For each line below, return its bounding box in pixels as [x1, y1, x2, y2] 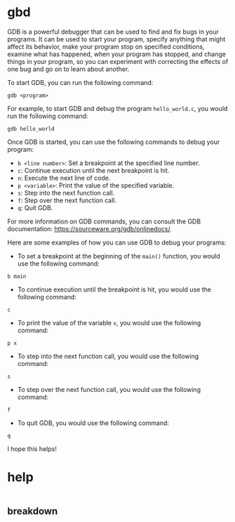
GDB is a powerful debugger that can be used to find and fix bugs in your [7, 27, 219, 36]
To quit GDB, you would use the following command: [17, 419, 170, 427]
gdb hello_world [7, 125, 55, 132]
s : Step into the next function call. [17, 188, 115, 197]
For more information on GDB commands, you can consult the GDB [7, 217, 201, 226]
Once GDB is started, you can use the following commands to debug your [7, 138, 220, 146]
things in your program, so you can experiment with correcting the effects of [7, 57, 229, 65]
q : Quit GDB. [17, 203, 53, 211]
